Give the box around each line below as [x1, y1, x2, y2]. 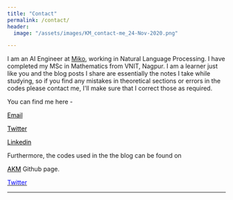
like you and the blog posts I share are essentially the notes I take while [7, 69, 211, 78]
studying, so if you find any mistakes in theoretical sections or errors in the [7, 77, 221, 85]
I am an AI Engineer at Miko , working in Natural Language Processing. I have [7, 55, 225, 63]
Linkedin [7, 138, 32, 147]
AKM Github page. [7, 165, 60, 174]
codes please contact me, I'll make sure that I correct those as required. [7, 84, 213, 92]
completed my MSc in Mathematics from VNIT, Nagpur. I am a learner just [7, 62, 218, 70]
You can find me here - [7, 98, 73, 106]
